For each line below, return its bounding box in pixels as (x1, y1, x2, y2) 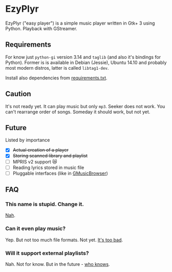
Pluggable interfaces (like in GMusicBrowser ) (12, 170, 109, 176)
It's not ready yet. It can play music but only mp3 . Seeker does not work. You (5, 103, 165, 109)
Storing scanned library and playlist (12, 153, 88, 159)
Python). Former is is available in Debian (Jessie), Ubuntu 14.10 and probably (5, 59, 167, 66)
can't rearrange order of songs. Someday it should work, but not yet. (5, 109, 150, 115)
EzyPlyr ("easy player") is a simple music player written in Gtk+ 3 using (5, 20, 155, 26)
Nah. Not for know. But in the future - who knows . (5, 261, 110, 267)
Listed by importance (5, 137, 50, 143)
